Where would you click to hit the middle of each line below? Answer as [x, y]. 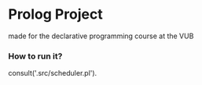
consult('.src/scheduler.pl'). [53, 73]
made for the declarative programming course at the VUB [101, 36]
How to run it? [35, 56]
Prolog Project [56, 14]
